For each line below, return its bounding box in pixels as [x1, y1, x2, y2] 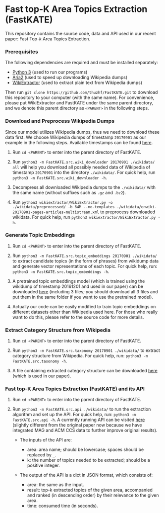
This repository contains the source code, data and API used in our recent [5, 30, 156, 36]
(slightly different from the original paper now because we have [12, 422, 142, 428]
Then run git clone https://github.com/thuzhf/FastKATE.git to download [5, 89, 158, 95]
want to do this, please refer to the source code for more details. [12, 314, 144, 320]
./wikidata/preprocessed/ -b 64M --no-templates [12, 204, 115, 209]
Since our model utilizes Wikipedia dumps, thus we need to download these [5, 129, 160, 135]
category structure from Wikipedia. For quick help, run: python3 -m [12, 353, 148, 359]
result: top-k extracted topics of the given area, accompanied [27, 487, 153, 493]
